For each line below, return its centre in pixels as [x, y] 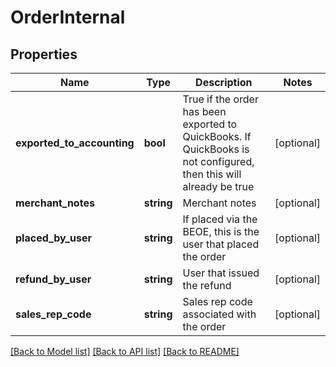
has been [204, 111]
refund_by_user [53, 279]
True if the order [220, 99]
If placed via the [220, 219]
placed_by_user [53, 238]
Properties [44, 54]
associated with [219, 314]
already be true [218, 186]
